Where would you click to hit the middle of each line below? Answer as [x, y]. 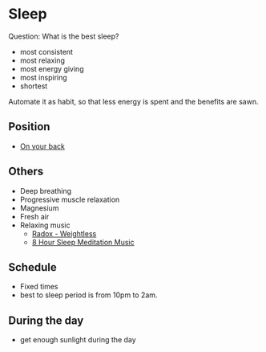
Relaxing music [45, 225]
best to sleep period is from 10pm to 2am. [89, 295]
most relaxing [42, 60]
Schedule [33, 267]
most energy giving [52, 68]
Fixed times [39, 287]
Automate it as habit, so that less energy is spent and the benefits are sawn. [133, 101]
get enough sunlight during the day [78, 340]
